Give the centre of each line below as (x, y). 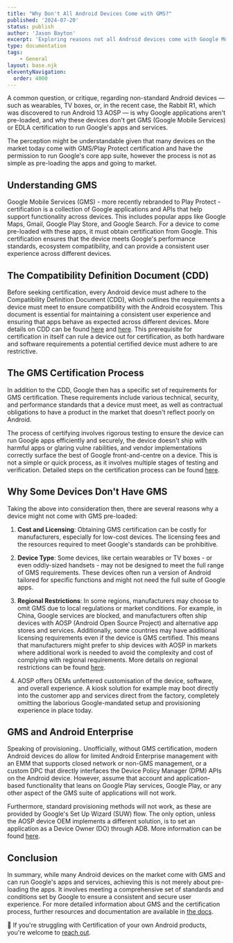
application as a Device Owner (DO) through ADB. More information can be (114, 829)
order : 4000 (31, 78)
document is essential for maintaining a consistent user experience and (109, 314)
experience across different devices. (60, 254)
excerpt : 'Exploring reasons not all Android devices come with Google (113, 40)
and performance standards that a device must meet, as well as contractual (115, 405)
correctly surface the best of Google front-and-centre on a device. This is (113, 455)
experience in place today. (55, 710)
